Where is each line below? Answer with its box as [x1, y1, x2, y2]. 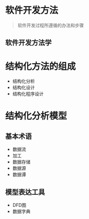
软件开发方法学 [5, 38, 52, 47]
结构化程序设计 [12, 91, 44, 97]
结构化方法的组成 [5, 61, 76, 72]
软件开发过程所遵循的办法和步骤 [17, 22, 84, 28]
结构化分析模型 [5, 111, 67, 122]
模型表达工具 [5, 188, 45, 196]
